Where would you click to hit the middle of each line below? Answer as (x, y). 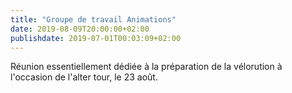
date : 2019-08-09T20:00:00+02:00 (80, 29)
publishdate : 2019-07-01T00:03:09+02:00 (96, 38)
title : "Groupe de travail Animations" (93, 19)
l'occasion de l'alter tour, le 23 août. (84, 77)
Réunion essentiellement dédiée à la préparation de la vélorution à (146, 67)
